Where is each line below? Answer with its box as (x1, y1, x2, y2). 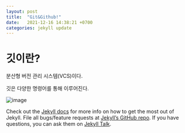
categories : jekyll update (6, 25, 72, 31)
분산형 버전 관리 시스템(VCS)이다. (6, 73, 83, 80)
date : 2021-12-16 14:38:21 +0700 (6, 19, 93, 25)
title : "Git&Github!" (6, 14, 61, 20)
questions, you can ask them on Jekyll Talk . (6, 121, 112, 128)
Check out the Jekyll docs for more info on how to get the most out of (6, 108, 174, 115)
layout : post (6, 8, 38, 15)
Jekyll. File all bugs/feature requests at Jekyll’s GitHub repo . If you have (6, 114, 179, 121)
